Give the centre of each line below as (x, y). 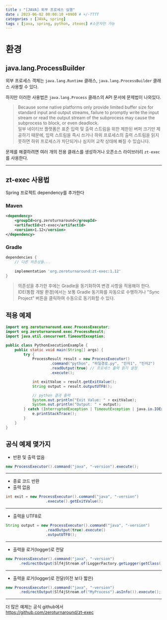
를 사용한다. (17, 158)
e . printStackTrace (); (55, 414)
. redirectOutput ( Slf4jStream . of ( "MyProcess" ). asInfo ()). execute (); (90, 592)
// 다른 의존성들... (33, 262)
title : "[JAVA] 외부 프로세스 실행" (40, 10)
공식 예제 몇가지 (28, 444)
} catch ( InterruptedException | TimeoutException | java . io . (89, 409)
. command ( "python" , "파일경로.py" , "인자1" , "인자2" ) (102, 364)
